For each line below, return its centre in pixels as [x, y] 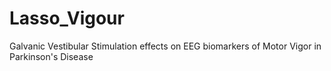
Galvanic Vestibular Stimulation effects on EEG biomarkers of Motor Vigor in [165, 46]
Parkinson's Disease [51, 56]
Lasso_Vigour [67, 18]
